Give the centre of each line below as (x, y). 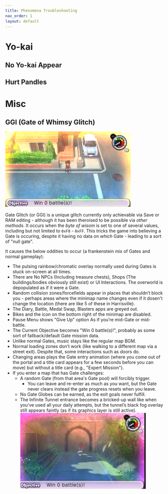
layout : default (22, 21)
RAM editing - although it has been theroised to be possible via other (76, 220)
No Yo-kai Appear (34, 65)
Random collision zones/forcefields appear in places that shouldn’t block (88, 293)
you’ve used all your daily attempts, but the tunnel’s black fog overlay (92, 405)
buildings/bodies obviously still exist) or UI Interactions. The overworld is (88, 282)
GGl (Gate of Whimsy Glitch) (50, 122)
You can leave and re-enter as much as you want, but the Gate (92, 384)
